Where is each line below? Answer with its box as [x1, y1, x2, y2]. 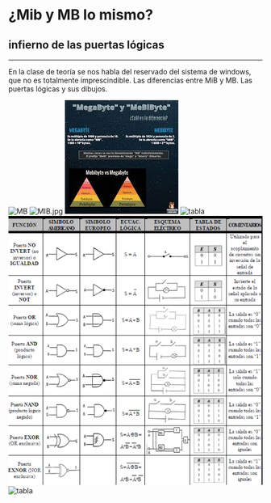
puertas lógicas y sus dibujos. [8, 84, 108, 94]
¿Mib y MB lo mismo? [8, 6, 153, 24]
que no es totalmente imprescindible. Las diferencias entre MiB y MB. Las [8, 75, 252, 85]
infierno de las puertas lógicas [8, 38, 165, 52]
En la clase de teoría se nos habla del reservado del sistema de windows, [8, 67, 252, 76]
